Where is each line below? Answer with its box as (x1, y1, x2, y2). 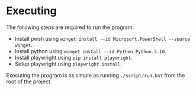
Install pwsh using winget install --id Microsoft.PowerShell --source (14, 35, 191, 42)
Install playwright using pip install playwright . (14, 54, 133, 61)
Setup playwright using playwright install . (14, 60, 123, 67)
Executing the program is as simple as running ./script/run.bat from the (6, 71, 185, 79)
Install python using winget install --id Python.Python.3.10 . (14, 47, 167, 54)
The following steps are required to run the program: (6, 24, 134, 31)
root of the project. (6, 78, 52, 85)
